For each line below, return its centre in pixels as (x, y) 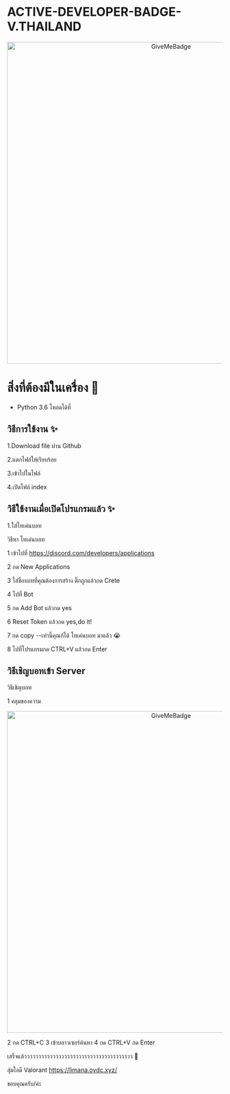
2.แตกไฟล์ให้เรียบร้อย (32, 459)
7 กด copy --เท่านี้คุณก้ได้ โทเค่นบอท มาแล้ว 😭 (64, 635)
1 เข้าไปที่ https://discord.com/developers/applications (81, 552)
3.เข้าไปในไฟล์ (24, 473)
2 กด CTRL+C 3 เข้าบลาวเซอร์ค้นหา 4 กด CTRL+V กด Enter (81, 1043)
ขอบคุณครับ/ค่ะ (24, 1084)
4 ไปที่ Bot (20, 594)
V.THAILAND (44, 26)
